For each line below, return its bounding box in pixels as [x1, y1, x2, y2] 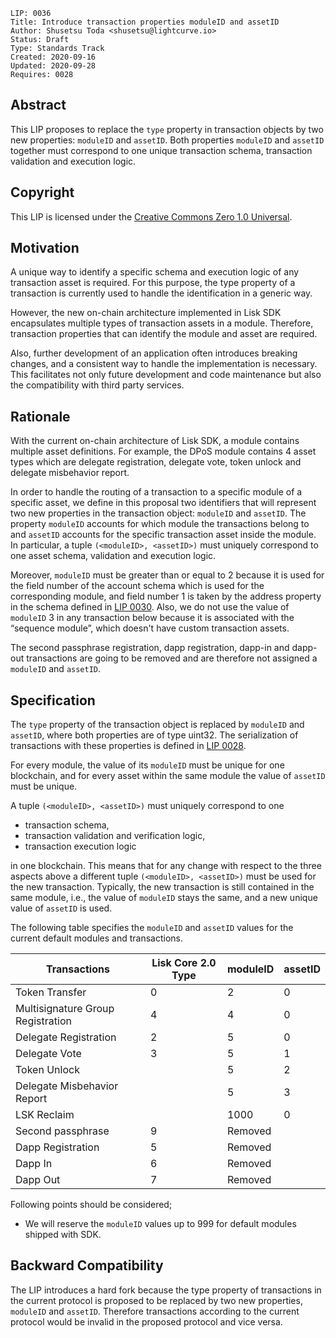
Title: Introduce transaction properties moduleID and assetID [10, 17, 280, 27]
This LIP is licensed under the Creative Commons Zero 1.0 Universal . [10, 210, 293, 223]
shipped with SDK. [24, 1229, 102, 1241]
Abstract [10, 97, 67, 114]
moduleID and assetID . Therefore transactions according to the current [10, 1305, 300, 1317]
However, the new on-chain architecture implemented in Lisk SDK [10, 307, 282, 319]
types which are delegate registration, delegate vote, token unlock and [10, 456, 302, 468]
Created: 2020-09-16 [10, 52, 97, 62]
